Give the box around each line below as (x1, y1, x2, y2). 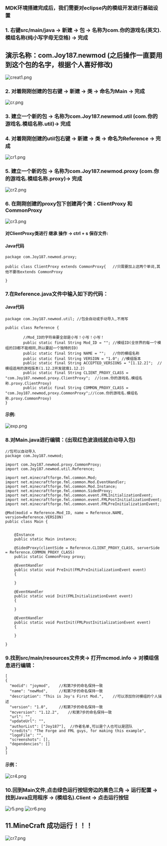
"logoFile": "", (9, 733, 43, 738)
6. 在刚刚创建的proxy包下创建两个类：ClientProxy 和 (5, 200, 132, 207)
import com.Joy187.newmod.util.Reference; (5, 467, 95, 472)
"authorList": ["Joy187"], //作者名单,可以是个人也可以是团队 (9, 724, 133, 729)
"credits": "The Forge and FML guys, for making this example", (9, 728, 146, 734)
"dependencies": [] (9, 742, 50, 747)
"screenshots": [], (9, 737, 50, 742)
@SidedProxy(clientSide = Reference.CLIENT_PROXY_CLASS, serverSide (14, 545, 160, 551)
